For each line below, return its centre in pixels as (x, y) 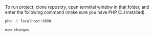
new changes (17, 30)
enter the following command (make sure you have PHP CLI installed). (76, 12)
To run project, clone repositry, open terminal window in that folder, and (77, 7)
